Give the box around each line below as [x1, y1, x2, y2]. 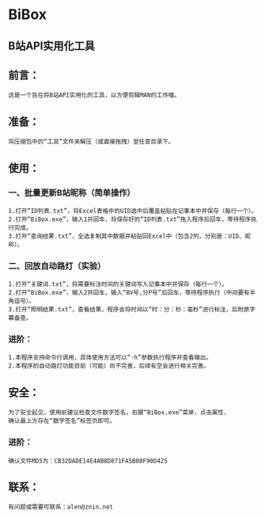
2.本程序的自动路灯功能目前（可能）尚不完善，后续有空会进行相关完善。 [8, 362, 210, 370]
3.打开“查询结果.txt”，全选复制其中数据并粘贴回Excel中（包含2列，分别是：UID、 [8, 232, 245, 240]
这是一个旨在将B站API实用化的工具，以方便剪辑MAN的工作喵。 [8, 91, 180, 100]
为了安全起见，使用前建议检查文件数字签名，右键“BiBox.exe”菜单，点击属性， [8, 409, 230, 417]
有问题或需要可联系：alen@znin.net [8, 503, 113, 512]
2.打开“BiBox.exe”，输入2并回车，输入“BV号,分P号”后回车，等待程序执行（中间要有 [8, 289, 251, 297]
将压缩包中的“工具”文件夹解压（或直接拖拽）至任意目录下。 [8, 138, 175, 146]
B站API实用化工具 [8, 39, 96, 52]
